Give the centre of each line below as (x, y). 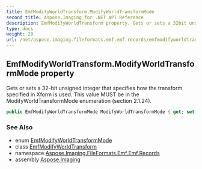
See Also (20, 127)
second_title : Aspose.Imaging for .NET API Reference (75, 17)
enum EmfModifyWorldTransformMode (63, 140)
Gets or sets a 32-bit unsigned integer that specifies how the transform (94, 88)
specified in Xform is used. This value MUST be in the (73, 94)
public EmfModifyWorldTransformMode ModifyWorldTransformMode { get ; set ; (102, 112)
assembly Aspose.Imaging (48, 159)
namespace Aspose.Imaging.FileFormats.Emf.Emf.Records (87, 153)
